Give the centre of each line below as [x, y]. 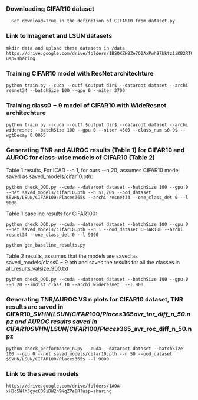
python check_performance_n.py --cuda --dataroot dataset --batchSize [95, 349]
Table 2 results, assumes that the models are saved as [72, 256]
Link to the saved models [43, 373]
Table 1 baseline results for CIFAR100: [52, 214]
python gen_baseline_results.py [46, 245]
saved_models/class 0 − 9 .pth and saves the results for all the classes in [93, 263]
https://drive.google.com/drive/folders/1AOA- [64, 386]
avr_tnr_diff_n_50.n [162, 314]
